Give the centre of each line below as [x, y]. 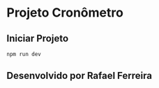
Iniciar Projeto [38, 38]
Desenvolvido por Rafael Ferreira [79, 76]
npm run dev [24, 54]
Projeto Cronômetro [65, 13]
